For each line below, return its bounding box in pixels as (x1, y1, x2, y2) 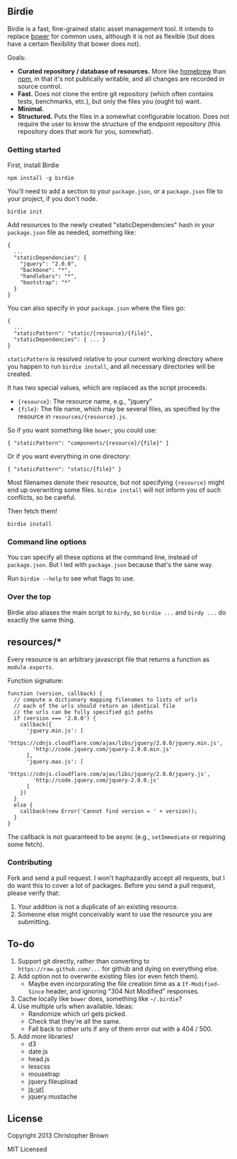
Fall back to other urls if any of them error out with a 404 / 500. (28, 1024, 213, 1033)
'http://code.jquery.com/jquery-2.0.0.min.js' (33, 746, 173, 753)
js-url (28, 1085, 44, 1093)
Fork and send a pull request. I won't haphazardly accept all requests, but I (7, 874, 225, 882)
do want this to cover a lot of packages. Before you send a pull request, (7, 881, 216, 889)
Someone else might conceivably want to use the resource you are (17, 910, 213, 918)
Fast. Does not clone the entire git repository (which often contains (17, 89, 214, 98)
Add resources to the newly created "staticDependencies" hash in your (7, 221, 215, 229)
